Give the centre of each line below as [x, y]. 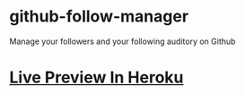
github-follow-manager [99, 17]
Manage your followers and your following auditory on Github [122, 41]
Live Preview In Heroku [96, 78]
